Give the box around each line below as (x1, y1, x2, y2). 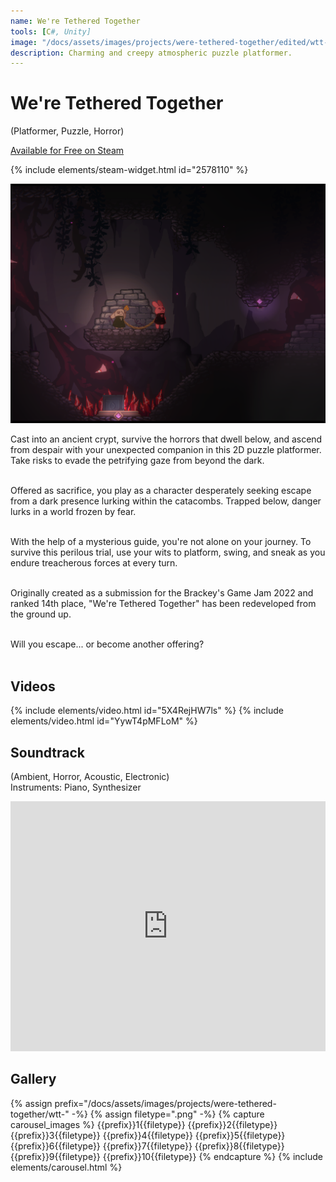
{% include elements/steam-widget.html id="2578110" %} (10, 164, 249, 176)
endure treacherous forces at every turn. (10, 557, 178, 569)
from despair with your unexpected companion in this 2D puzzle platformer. (10, 444, 322, 456)
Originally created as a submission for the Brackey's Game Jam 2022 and (10, 587, 314, 599)
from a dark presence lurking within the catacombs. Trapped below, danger (10, 495, 322, 507)
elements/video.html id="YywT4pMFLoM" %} (10, 715, 198, 727)
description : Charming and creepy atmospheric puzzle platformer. (10, 48, 293, 58)
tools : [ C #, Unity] (10, 26, 92, 37)
